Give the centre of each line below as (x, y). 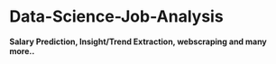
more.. (22, 50)
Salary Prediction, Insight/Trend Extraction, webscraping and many (138, 41)
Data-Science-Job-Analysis (116, 17)
